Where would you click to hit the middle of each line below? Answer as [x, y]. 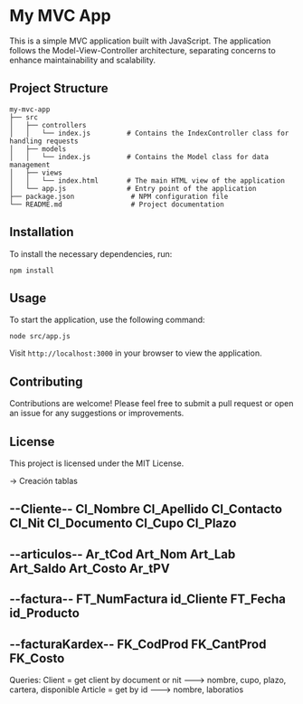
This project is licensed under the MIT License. [97, 463]
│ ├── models [38, 149]
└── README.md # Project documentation [117, 205]
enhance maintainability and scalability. [83, 60]
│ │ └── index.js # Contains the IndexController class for [149, 133]
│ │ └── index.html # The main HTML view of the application [147, 181]
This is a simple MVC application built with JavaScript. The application [140, 41]
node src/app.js [40, 337]
